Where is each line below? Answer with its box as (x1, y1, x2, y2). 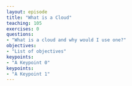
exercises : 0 (6, 25, 40, 32)
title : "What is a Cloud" (6, 15, 72, 21)
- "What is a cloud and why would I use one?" (6, 37, 127, 43)
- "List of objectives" (6, 48, 67, 55)
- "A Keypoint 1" (6, 71, 50, 77)
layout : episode (6, 8, 47, 15)
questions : (6, 31, 34, 38)
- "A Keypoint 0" (6, 59, 50, 65)
